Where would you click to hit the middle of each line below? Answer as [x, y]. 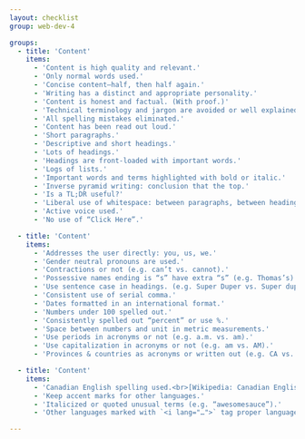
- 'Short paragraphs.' [76, 136]
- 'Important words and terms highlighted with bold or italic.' [159, 178]
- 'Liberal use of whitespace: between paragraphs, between [149, 203]
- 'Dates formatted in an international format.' [129, 303]
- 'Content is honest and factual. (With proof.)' [131, 102]
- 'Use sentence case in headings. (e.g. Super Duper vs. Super [157, 287]
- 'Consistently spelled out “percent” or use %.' [131, 320]
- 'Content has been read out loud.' [105, 127]
